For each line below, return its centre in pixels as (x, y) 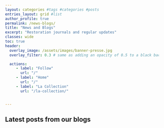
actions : (18, 64)
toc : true (15, 42)
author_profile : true (27, 19)
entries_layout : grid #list (34, 14)
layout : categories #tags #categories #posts (52, 10)
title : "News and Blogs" (30, 28)
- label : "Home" (32, 78)
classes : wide (20, 37)
